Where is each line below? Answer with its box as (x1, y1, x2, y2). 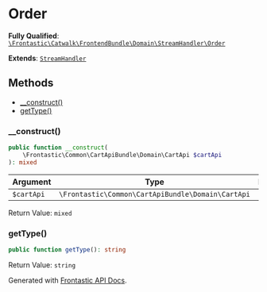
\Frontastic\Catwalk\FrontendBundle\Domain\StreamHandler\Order (8, 39, 226, 48)
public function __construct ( (8, 144, 109, 152)
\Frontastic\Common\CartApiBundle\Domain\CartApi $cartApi (22, 151, 222, 159)
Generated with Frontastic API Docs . (8, 275, 127, 285)
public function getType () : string (8, 245, 126, 254)
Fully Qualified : (8, 31, 60, 40)
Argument (12, 176, 52, 187)
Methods (8, 76, 54, 90)
